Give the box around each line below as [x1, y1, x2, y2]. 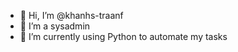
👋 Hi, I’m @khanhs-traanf [19, 10, 124, 21]
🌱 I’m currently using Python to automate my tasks [19, 31, 228, 42]
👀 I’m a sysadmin [19, 20, 91, 32]
